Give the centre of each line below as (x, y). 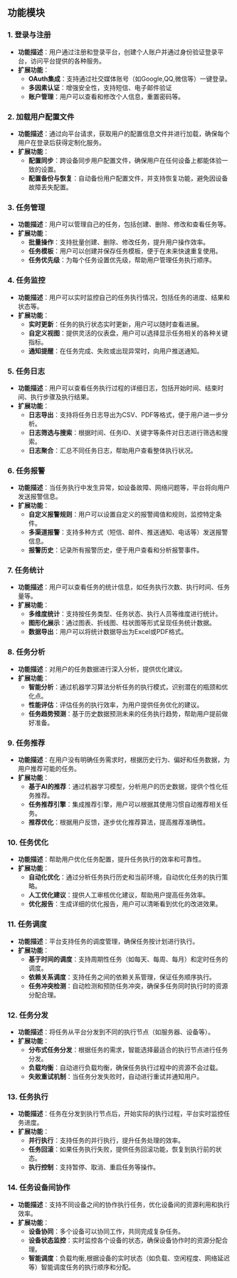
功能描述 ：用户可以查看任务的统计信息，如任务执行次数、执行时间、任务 (123, 587)
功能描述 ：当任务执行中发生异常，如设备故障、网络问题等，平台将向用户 (123, 488)
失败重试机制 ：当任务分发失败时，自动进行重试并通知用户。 (116, 1076)
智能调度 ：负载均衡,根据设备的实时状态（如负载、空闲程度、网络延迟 (129, 1258)
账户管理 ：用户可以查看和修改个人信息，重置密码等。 (106, 96)
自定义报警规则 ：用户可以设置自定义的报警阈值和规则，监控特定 (122, 514)
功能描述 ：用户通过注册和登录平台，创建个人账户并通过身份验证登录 (117, 51)
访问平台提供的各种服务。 (68, 61)
